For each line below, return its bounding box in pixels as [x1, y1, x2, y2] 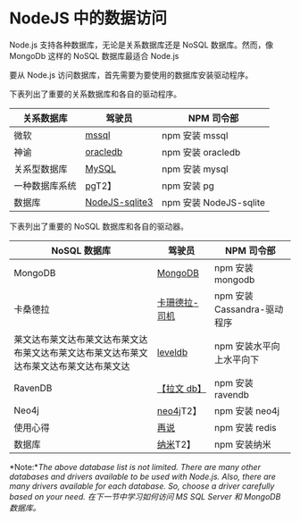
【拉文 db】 [156, 382, 207, 394]
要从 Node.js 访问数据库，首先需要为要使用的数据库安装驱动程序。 [9, 69, 254, 80]
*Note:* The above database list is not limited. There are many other [9, 461, 262, 472]
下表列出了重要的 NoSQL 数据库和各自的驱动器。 [9, 221, 189, 231]
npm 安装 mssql [162, 129, 229, 141]
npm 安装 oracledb [162, 146, 241, 158]
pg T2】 [85, 180, 117, 192]
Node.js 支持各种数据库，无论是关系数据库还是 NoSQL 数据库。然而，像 [9, 39, 274, 50]
